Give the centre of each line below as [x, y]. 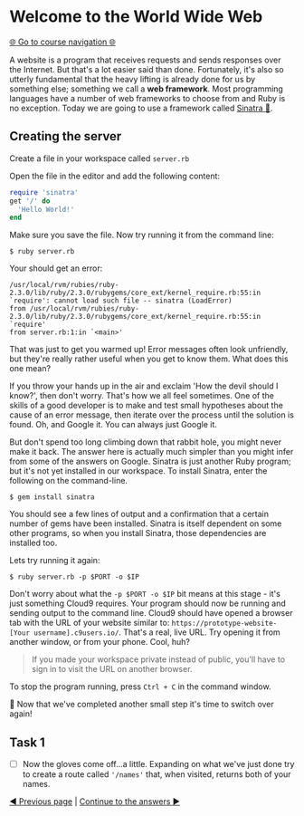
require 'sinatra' [44, 192]
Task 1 [27, 742]
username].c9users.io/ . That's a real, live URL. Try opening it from [157, 632]
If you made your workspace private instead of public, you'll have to [158, 659]
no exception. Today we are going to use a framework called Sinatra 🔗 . [141, 108]
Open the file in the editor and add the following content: [114, 176]
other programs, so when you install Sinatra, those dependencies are [138, 533]
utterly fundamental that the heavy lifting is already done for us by [133, 79]
